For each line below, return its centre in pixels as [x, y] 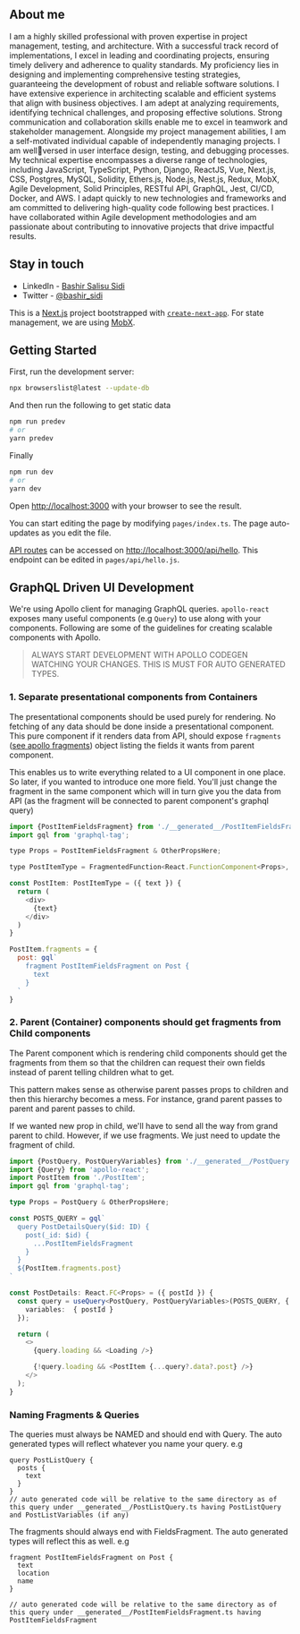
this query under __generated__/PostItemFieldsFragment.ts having [135, 1613]
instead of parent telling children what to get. [92, 1072]
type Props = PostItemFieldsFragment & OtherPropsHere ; [115, 851]
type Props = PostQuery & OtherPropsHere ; [89, 1202]
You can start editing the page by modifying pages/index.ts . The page [139, 523]
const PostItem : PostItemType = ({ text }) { [95, 884]
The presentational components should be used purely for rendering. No [143, 716]
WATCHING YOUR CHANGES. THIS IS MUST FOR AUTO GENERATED [158, 664]
